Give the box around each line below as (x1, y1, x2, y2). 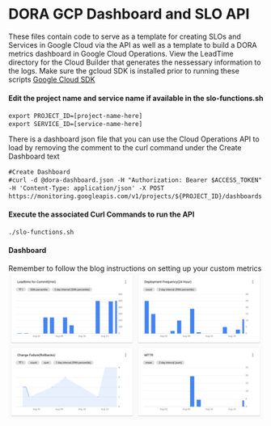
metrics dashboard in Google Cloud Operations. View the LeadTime (8, 49, 234, 58)
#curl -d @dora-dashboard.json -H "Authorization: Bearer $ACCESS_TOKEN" (8, 176, 263, 184)
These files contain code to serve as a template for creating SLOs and (8, 32, 241, 41)
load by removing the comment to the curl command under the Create (8, 143, 242, 153)
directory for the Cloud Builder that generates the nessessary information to (8, 57, 261, 67)
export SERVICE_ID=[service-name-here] (8, 120, 143, 129)
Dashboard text (8, 151, 60, 162)
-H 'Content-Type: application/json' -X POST (8, 184, 164, 192)
